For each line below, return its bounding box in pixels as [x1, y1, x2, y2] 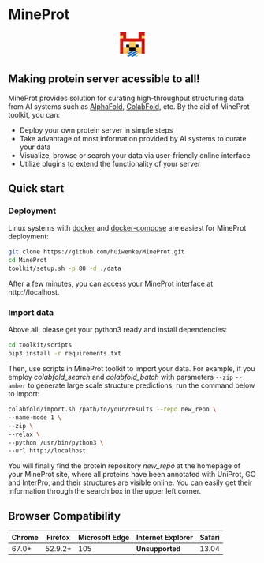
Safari [199, 532, 221, 542]
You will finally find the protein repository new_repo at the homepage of [8, 461, 241, 471]
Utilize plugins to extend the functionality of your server [19, 159, 201, 168]
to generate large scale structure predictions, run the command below [27, 381, 255, 390]
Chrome [11, 532, 39, 542]
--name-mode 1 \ [8, 413, 61, 422]
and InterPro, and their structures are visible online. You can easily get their [8, 478, 253, 487]
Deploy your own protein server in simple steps [19, 125, 173, 135]
